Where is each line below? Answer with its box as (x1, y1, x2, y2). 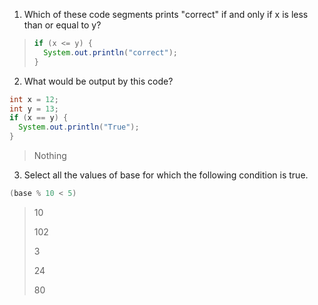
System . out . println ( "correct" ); (43, 47, 178, 58)
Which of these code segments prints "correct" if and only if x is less (23, 9, 309, 20)
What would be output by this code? (23, 75, 174, 87)
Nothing (33, 150, 67, 161)
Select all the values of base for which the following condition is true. (23, 169, 309, 181)
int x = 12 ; (9, 94, 59, 104)
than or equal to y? (23, 19, 102, 31)
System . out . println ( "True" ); (18, 122, 140, 133)
